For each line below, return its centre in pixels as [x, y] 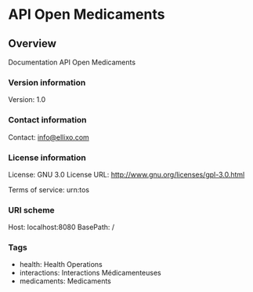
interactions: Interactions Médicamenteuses [90, 273]
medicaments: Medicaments [65, 281]
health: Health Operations [61, 265]
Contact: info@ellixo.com [49, 137]
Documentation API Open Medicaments [72, 62]
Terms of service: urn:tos [49, 189]
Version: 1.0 [27, 100]
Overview [33, 44]
